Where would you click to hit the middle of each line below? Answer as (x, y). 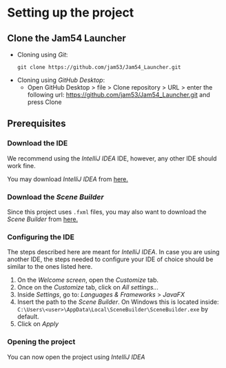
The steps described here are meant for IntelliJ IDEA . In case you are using (113, 252)
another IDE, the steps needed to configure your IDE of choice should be (110, 259)
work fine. (21, 165)
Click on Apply (38, 324)
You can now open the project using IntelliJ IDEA (76, 357)
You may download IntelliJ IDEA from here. (68, 179)
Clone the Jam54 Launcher (66, 38)
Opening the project (41, 342)
